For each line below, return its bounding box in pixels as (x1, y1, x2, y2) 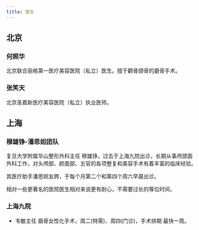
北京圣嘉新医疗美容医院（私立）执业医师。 (6, 98, 112, 106)
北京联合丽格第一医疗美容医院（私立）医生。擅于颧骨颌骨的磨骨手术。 (6, 67, 181, 74)
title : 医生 (6, 8, 34, 15)
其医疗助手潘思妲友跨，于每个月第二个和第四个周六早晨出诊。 (6, 173, 160, 180)
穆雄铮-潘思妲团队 (6, 137, 59, 145)
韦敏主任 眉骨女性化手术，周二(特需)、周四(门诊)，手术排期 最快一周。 (14, 217, 190, 224)
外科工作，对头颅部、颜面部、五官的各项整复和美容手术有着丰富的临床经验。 (6, 160, 197, 167)
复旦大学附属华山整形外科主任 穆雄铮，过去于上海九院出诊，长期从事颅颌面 (6, 152, 193, 160)
